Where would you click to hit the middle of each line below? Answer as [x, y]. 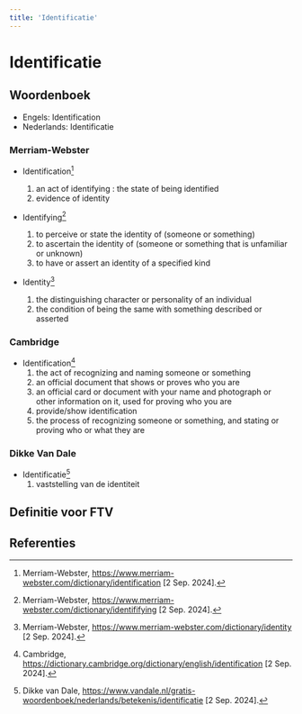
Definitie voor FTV [62, 513]
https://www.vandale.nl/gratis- [139, 691]
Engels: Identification [61, 117]
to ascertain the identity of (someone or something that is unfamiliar [161, 244]
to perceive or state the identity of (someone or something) [146, 234]
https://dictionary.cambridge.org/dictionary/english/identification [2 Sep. [157, 664]
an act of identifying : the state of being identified [127, 188]
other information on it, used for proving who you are [133, 401]
